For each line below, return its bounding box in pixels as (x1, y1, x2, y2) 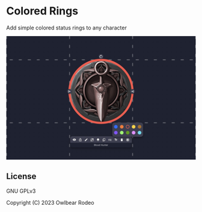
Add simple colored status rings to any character (6, 24, 127, 31)
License (6, 171, 37, 181)
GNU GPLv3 (6, 187, 36, 195)
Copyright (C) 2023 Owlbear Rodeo (6, 199, 94, 206)
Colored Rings (6, 4, 79, 18)
